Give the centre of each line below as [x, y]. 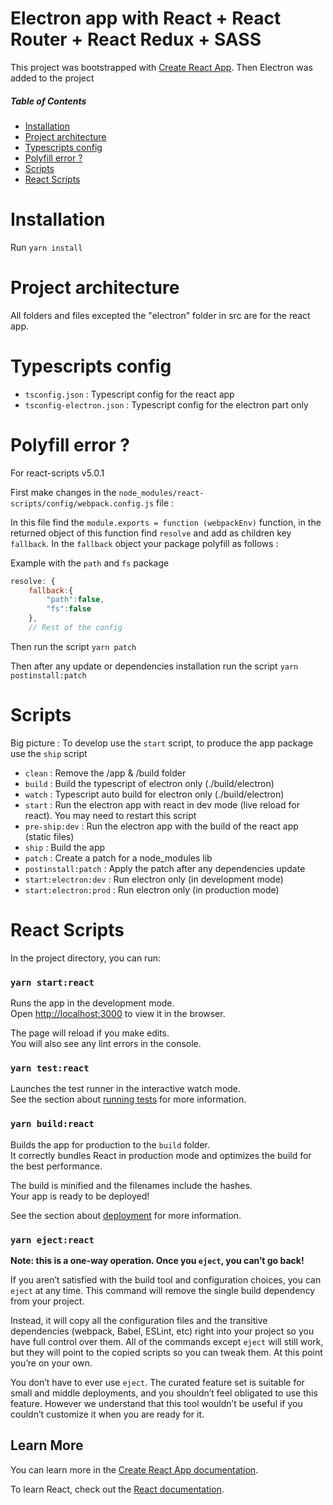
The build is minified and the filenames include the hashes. [131, 1185]
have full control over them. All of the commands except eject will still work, [167, 1341]
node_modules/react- [161, 493]
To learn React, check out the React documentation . [117, 1489]
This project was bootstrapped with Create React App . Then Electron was [161, 67]
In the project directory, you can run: [85, 958]
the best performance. [56, 1166]
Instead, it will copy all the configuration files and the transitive [139, 1320]
